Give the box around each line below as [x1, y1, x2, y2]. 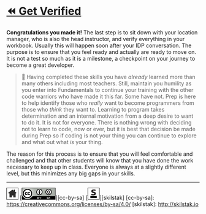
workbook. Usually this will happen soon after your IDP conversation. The [6, 42, 192, 49]
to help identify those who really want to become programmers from [21, 99, 194, 107]
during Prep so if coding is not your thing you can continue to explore [21, 132, 197, 139]
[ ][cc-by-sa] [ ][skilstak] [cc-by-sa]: [19, 194, 154, 201]
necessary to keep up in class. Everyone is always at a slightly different [6, 163, 186, 170]
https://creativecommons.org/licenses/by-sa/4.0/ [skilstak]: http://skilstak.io [6, 200, 199, 208]
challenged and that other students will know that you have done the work [6, 156, 194, 164]
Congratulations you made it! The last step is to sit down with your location [6, 28, 198, 36]
